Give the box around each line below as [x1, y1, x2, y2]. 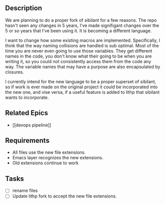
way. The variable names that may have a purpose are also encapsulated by [5, 64, 161, 69]
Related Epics [5, 109, 48, 117]
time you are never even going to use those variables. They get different [5, 48, 153, 54]
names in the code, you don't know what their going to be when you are [5, 53, 152, 59]
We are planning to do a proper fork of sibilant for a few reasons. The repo [5, 17, 157, 23]
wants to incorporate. [5, 94, 49, 100]
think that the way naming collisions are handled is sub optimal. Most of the [5, 42, 160, 49]
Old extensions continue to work [12, 160, 79, 166]
